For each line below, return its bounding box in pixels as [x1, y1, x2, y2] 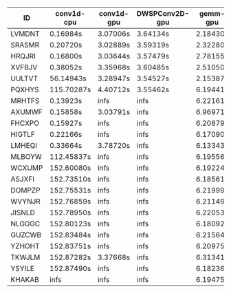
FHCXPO [10, 118, 40, 128]
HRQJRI [10, 52, 36, 61]
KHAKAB [10, 275, 39, 284]
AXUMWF [10, 107, 43, 116]
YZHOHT [10, 241, 40, 250]
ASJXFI [10, 175, 35, 184]
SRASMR [10, 41, 40, 50]
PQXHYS [10, 85, 39, 94]
